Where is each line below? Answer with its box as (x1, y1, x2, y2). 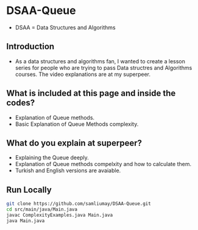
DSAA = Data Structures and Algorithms (15, 24, 116, 31)
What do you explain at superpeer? (6, 138, 142, 148)
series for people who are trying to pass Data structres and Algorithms (15, 64, 193, 71)
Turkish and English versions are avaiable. (15, 167, 121, 174)
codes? (6, 98, 35, 108)
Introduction (6, 41, 55, 52)
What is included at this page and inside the (6, 88, 176, 99)
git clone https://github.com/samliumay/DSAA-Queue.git (6, 201, 151, 207)
